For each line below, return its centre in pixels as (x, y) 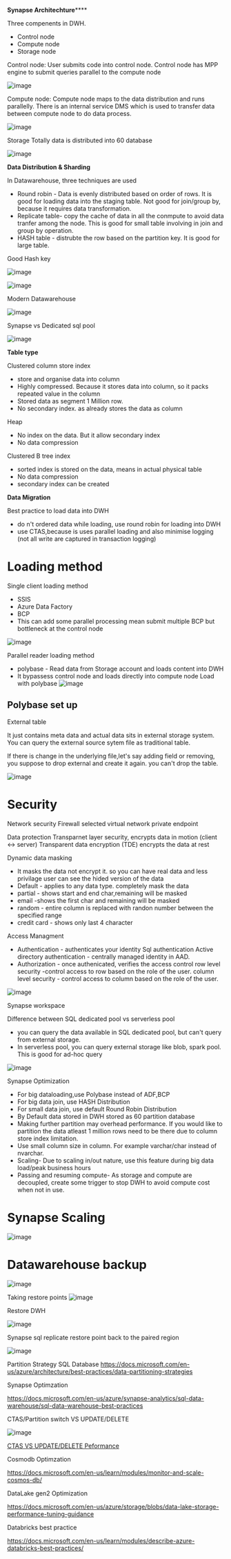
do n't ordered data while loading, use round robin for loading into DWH (119, 524)
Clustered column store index (49, 366)
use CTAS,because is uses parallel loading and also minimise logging (115, 532)
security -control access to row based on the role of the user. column (115, 971)
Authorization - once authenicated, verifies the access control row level (119, 964)
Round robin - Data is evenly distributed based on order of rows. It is (114, 194)
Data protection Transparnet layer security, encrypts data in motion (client (112, 837)
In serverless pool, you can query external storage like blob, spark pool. (119, 1046)
